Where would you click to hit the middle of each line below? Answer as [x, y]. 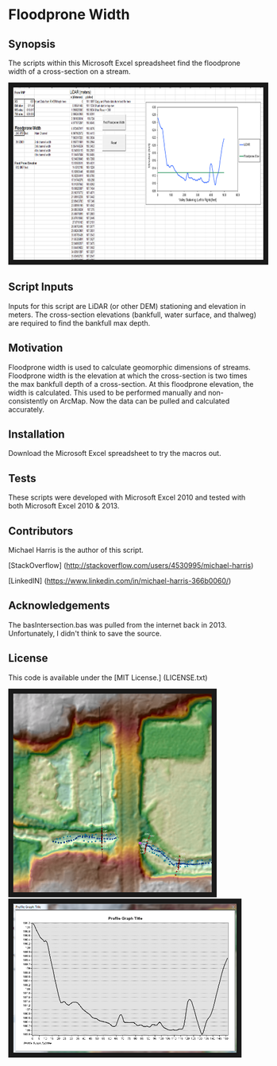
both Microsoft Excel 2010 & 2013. [64, 506]
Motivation [36, 348]
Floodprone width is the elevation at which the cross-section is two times [128, 376]
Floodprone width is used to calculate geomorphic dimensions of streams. [130, 367]
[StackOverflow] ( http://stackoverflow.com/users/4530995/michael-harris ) [131, 566]
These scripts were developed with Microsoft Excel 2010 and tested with [127, 497]
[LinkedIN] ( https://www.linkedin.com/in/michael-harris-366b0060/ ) [120, 581]
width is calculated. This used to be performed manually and [107, 392]
